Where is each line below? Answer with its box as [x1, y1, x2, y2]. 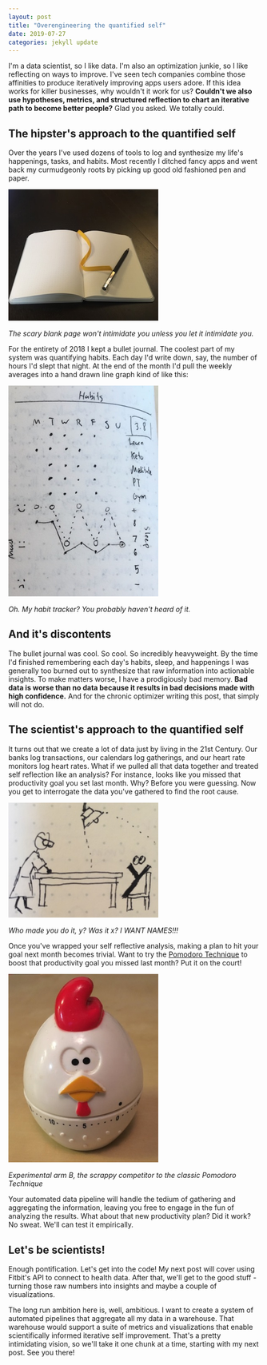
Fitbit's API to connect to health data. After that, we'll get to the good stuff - [8, 1272, 257, 1282]
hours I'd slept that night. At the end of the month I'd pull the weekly [8, 361, 233, 371]
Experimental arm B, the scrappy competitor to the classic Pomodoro [8, 1171, 237, 1180]
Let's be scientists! [8, 1243, 106, 1256]
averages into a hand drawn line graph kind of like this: [8, 370, 189, 380]
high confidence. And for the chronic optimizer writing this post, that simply [8, 691, 260, 701]
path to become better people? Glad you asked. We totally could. [8, 104, 225, 113]
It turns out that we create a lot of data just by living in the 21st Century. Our [8, 744, 258, 754]
